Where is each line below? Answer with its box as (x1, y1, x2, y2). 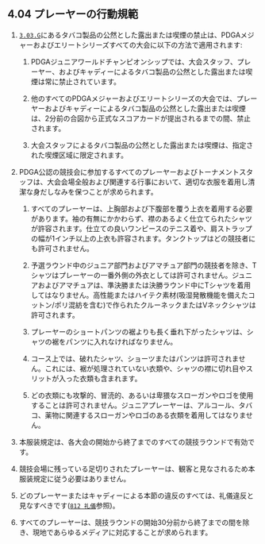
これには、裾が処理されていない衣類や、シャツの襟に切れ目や (44, 364, 247, 373)
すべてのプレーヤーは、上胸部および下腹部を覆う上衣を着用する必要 (30, 203, 253, 213)
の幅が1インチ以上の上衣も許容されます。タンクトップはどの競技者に (30, 233, 255, 243)
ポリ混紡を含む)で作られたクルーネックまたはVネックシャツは (54, 300, 256, 310)
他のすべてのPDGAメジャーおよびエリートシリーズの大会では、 (30, 94, 237, 103)
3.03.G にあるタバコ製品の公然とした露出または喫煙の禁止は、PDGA (18, 30, 241, 40)
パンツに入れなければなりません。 (65, 337, 178, 346)
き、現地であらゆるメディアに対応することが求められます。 (18, 527, 213, 537)
